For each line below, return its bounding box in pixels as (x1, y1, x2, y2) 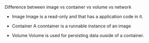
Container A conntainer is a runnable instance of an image (11, 23, 131, 29)
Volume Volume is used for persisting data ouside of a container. (11, 33, 145, 38)
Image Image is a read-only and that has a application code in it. (11, 14, 144, 19)
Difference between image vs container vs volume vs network (4, 4, 132, 10)
